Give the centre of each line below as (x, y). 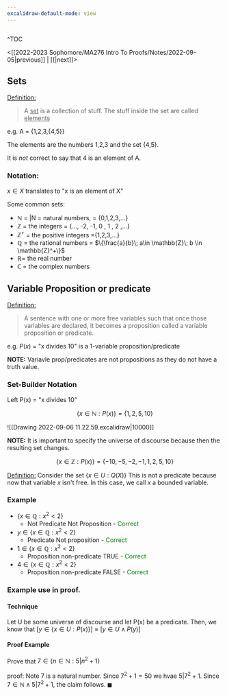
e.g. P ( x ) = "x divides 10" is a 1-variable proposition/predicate (93, 346)
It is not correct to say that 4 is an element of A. (74, 158)
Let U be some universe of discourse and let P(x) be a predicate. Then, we (112, 622)
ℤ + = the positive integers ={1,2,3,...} (68, 234)
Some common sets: (36, 204)
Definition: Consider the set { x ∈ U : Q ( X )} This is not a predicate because (112, 475)
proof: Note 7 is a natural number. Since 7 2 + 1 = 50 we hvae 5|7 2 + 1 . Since (113, 675)
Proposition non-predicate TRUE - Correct (87, 556)
